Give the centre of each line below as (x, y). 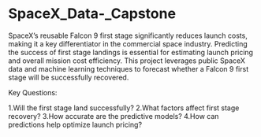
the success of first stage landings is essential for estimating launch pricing (131, 52)
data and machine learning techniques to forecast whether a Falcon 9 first (129, 68)
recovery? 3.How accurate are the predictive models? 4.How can (114, 116)
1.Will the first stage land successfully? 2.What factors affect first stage (124, 108)
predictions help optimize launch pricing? (75, 124)
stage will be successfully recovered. (69, 77)
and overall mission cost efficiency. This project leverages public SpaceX (127, 61)
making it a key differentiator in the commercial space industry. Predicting (128, 43)
